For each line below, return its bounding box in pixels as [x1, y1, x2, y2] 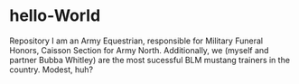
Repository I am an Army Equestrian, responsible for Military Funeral [9, 35, 264, 46]
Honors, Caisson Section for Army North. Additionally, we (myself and [9, 44, 269, 55]
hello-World [9, 5, 101, 26]
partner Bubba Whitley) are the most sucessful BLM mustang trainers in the [9, 54, 291, 65]
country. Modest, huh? [9, 64, 93, 75]
